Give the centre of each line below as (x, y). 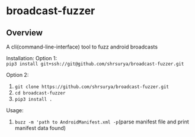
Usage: (15, 110)
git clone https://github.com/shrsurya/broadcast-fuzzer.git (92, 87)
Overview (25, 33)
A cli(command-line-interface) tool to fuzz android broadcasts (82, 47)
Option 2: (17, 75)
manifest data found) (40, 128)
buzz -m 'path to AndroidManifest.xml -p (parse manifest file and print (102, 122)
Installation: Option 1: (32, 58)
